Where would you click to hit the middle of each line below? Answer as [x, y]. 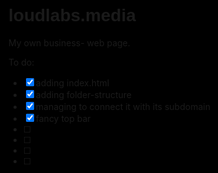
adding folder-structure [84, 94]
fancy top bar [63, 118]
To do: [21, 62]
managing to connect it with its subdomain [123, 106]
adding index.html [72, 82]
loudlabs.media [72, 15]
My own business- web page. [69, 42]
